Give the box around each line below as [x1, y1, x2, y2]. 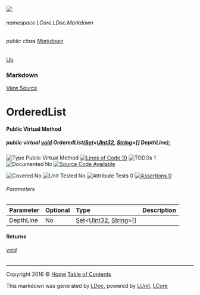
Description [142, 206, 177, 214]
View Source [6, 84, 37, 92]
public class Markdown [6, 38, 64, 45]
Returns [6, 233, 27, 240]
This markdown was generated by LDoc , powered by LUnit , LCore [6, 282, 168, 289]
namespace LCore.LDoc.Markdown [6, 19, 94, 26]
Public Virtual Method [6, 125, 61, 133]
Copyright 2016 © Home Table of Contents [6, 271, 111, 278]
